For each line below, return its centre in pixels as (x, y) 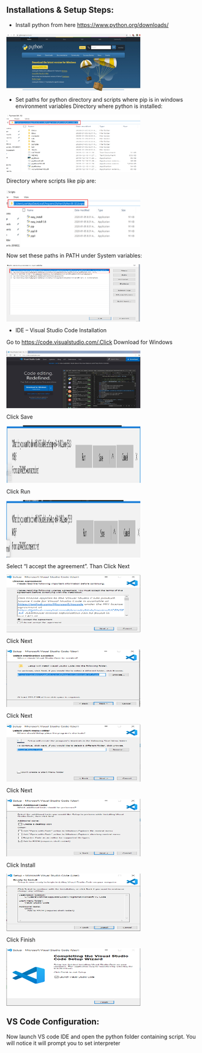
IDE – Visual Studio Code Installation (61, 330)
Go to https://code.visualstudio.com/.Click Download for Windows (89, 342)
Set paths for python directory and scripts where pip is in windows (99, 99)
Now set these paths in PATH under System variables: (74, 255)
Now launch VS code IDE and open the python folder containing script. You (101, 1036)
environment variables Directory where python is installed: (89, 106)
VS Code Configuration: (53, 1022)
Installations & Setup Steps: (60, 10)
